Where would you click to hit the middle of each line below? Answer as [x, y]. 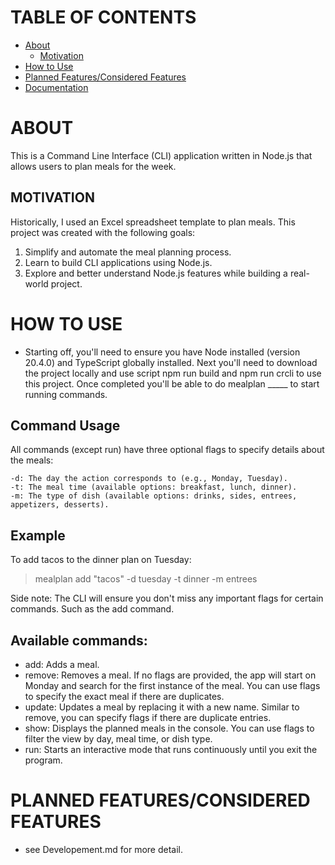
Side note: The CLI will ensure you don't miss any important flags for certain [167, 598]
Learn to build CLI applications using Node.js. [118, 262]
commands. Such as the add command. [92, 609]
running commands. [66, 394]
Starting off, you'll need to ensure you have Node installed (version [162, 352]
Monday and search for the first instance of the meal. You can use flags [172, 686]
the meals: [32, 460]
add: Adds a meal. [62, 665]
